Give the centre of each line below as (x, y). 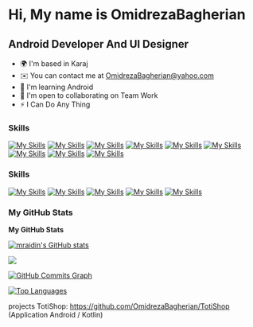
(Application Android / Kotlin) (56, 314)
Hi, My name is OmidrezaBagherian (127, 15)
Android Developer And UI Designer (99, 44)
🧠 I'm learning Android (56, 87)
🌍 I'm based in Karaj (54, 64)
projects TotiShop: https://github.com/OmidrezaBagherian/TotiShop (119, 306)
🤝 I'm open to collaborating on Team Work (89, 95)
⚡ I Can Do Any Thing (55, 104)
